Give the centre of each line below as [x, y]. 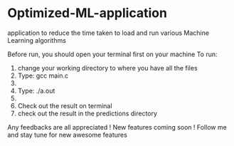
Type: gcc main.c [43, 75]
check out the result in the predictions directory [87, 113]
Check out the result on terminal [65, 105]
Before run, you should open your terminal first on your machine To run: [113, 54]
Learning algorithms [37, 40]
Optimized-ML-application [87, 13]
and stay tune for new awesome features [68, 135]
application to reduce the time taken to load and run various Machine [108, 33]
